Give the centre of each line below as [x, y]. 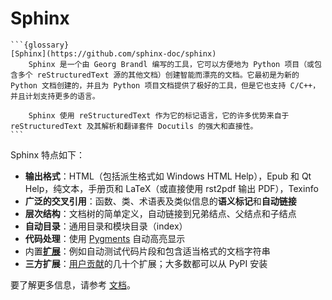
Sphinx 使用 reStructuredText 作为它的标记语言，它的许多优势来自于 [159, 115]
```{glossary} [40, 45]
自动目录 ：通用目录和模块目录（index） [106, 226]
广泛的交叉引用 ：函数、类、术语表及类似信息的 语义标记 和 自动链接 [160, 201]
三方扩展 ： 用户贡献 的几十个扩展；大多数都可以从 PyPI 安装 [146, 263]
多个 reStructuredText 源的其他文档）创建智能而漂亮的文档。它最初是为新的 [158, 75]
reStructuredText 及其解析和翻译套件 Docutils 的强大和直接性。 [134, 126]
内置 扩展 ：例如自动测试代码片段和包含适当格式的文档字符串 [147, 251]
